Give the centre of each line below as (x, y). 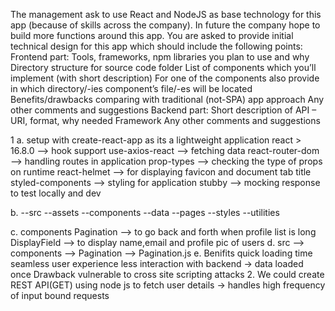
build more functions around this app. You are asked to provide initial (152, 35)
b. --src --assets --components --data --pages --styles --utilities (145, 212)
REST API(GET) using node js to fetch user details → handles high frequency (168, 285)
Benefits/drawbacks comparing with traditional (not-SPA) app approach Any (167, 99)
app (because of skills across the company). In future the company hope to (165, 25)
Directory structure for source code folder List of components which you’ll (163, 67)
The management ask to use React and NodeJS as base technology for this (166, 14)
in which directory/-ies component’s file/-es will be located (131, 88)
